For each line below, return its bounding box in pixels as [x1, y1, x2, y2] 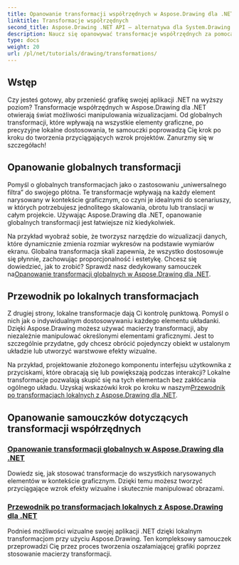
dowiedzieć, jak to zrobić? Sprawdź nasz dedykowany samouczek [7, 262, 202, 270]
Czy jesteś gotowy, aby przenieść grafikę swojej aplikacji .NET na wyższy [7, 95, 223, 104]
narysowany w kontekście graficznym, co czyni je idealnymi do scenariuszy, [7, 195, 231, 204]
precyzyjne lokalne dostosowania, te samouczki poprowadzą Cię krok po [7, 125, 222, 134]
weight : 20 [7, 43, 40, 51]
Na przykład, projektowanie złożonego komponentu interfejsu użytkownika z [7, 361, 232, 369]
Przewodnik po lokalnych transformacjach [7, 290, 199, 302]
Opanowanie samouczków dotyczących [7, 411, 188, 423]
